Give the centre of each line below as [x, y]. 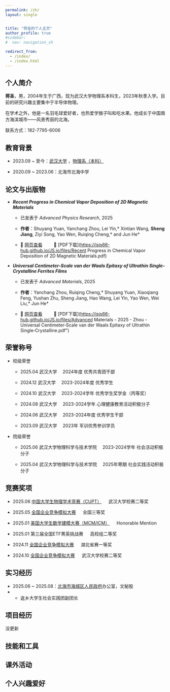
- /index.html [25, 61]
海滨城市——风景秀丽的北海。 [41, 119]
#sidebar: [16, 38]
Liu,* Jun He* [35, 304]
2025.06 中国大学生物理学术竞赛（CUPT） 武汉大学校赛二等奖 [80, 501]
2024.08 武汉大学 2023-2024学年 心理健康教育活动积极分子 [85, 404]
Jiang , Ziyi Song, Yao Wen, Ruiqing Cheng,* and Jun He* [80, 235]
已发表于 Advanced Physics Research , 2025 [66, 218]
